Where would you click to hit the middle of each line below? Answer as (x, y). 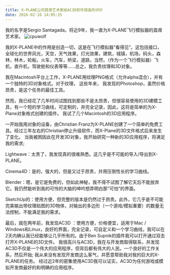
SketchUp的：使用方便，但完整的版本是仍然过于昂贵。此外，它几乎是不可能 (84, 199)
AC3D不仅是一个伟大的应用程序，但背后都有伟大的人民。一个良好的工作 (80, 248)
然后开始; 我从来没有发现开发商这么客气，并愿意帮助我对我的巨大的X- (87, 255)
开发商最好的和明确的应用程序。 (43, 267)
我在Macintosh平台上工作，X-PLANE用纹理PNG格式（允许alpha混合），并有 (84, 77)
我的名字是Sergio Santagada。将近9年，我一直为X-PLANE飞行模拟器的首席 (84, 30)
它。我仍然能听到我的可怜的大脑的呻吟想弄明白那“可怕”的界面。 (72, 188)
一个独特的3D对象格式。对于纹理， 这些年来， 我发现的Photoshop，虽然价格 (85, 83)
